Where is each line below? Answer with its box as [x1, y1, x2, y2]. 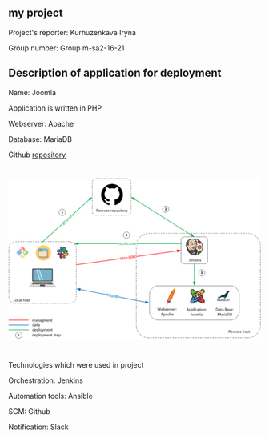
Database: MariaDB [8, 134, 72, 143]
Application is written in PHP [8, 103, 102, 113]
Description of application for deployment [8, 66, 222, 80]
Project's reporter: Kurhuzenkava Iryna [8, 27, 136, 37]
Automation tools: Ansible [8, 391, 94, 400]
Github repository [8, 150, 66, 159]
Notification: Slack [8, 422, 70, 432]
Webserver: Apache [8, 119, 74, 128]
